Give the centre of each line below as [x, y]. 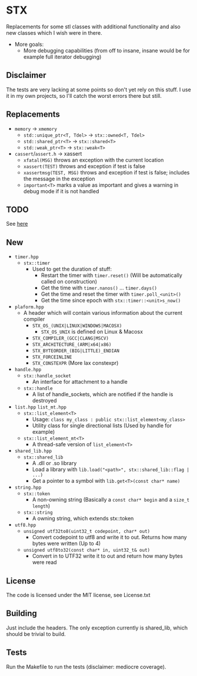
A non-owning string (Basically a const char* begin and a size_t [111, 500]
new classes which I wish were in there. [54, 32]
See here [17, 224]
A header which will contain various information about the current [103, 313]
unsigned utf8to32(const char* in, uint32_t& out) [87, 550]
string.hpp [28, 488]
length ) [41, 506]
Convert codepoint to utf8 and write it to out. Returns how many [109, 537]
